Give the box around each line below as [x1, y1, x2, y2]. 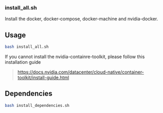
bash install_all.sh [5, 44, 49, 50]
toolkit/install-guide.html [17, 74, 69, 81]
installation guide [5, 59, 41, 65]
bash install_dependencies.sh [5, 103, 70, 108]
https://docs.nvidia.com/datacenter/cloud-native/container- [17, 69, 144, 75]
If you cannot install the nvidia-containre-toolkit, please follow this [5, 53, 145, 60]
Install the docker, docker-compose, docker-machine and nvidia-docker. [5, 16, 158, 22]
